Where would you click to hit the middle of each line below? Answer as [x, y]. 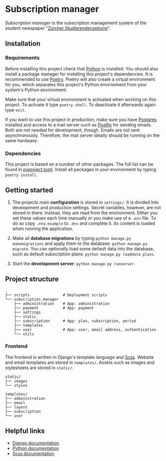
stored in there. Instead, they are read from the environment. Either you [85, 213]
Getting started [29, 190]
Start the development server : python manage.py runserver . [74, 263]
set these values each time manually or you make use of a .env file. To [84, 218]
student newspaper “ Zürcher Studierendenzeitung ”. [58, 28]
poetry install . [22, 174]
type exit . [16, 110]
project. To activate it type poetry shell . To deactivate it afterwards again [81, 105]
